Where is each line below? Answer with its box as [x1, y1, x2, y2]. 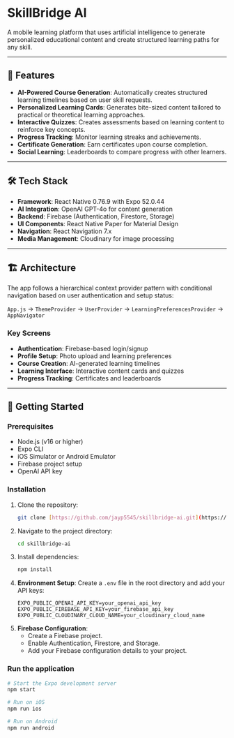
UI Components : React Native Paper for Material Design [17, 219, 179, 228]
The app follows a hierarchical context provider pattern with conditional [7, 284, 212, 293]
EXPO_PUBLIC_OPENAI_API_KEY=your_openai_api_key [17, 600, 162, 607]
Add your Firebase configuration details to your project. [27, 647, 187, 655]
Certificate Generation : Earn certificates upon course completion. [17, 140, 208, 148]
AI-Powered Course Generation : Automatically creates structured [17, 88, 208, 96]
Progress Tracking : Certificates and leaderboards [17, 374, 162, 382]
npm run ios [7, 705, 42, 713]
